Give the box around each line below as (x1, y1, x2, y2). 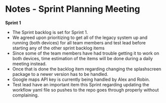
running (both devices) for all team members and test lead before (12, 39, 146, 45)
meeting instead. (12, 61, 47, 67)
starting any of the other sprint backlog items (12, 45, 105, 51)
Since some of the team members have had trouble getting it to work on (12, 50, 160, 56)
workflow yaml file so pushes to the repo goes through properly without (12, 87, 159, 93)
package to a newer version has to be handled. (12, 71, 109, 77)
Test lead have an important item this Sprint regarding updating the (12, 81, 150, 87)
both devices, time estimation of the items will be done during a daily (12, 55, 153, 61)
